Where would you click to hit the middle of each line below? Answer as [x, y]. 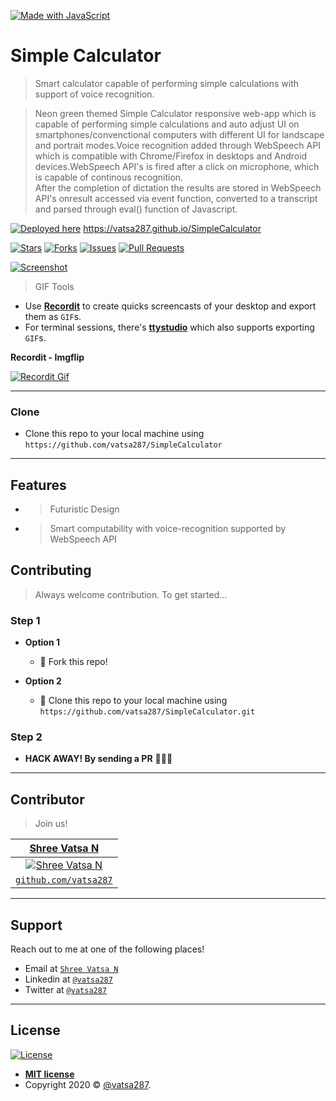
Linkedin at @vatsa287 [68, 979]
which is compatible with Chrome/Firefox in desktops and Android [171, 156]
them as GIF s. [53, 316]
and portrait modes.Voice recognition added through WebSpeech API [177, 145]
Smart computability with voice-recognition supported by [168, 529]
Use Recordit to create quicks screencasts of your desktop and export [170, 306]
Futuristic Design [84, 509]
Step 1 [25, 620]
